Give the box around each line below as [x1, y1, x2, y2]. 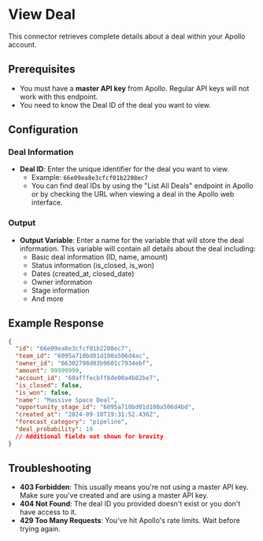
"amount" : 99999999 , [15, 367, 83, 375]
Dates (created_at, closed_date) [31, 269, 135, 278]
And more [31, 293, 64, 304]
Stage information [31, 285, 90, 295]
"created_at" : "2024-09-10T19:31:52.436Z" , [15, 410, 160, 418]
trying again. [19, 524, 61, 534]
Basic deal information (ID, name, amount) [31, 252, 169, 261]
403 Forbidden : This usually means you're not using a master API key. [19, 482, 249, 492]
